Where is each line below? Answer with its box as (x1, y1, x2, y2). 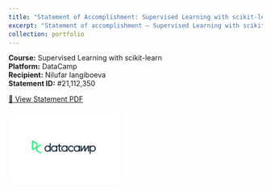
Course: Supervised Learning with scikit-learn (8, 53, 163, 63)
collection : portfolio (8, 30, 85, 38)
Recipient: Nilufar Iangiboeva (8, 70, 106, 80)
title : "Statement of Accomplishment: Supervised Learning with (8, 13, 229, 21)
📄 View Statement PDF (8, 94, 84, 104)
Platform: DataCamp (8, 61, 78, 72)
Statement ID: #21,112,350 (8, 79, 96, 89)
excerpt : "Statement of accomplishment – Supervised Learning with (8, 21, 240, 30)
